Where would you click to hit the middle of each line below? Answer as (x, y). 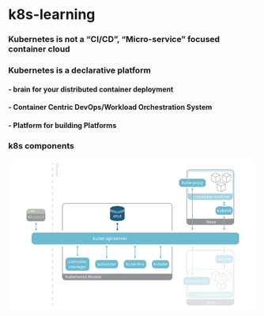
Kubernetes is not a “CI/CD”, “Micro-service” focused (114, 39)
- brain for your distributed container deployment (91, 89)
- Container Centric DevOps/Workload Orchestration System (110, 107)
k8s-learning (52, 15)
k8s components (41, 145)
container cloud (39, 49)
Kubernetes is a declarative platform (80, 70)
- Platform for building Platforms (62, 125)
